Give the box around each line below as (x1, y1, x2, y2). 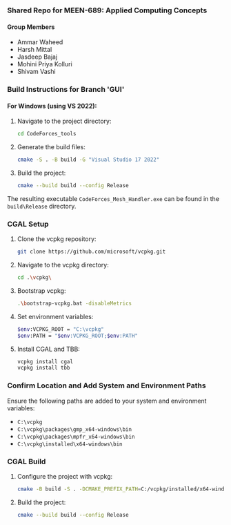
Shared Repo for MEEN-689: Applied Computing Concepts (7, 6, 208, 15)
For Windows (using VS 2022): (7, 102, 98, 110)
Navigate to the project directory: (17, 117, 112, 126)
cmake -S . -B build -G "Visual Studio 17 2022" (17, 156, 160, 164)
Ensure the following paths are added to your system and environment (7, 397, 207, 405)
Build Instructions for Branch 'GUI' (7, 85, 125, 95)
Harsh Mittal (17, 46, 52, 54)
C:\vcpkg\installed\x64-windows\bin (17, 441, 123, 448)
